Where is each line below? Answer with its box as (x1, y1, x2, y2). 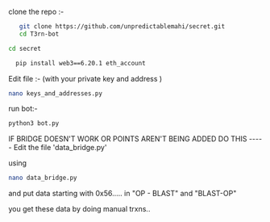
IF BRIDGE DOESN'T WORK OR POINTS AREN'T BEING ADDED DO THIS (8, 134, 247, 144)
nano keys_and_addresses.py (8, 89, 103, 98)
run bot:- (8, 104, 38, 114)
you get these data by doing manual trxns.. (8, 204, 151, 214)
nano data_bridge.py (8, 174, 78, 182)
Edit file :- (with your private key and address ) (8, 73, 163, 83)
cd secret (8, 44, 42, 52)
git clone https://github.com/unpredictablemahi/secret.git (19, 23, 226, 31)
